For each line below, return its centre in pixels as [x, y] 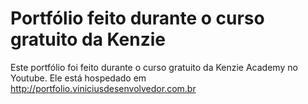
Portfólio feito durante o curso [137, 18]
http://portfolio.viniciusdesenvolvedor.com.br [103, 88]
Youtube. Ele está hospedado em [78, 78]
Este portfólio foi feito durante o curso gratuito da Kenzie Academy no [154, 67]
